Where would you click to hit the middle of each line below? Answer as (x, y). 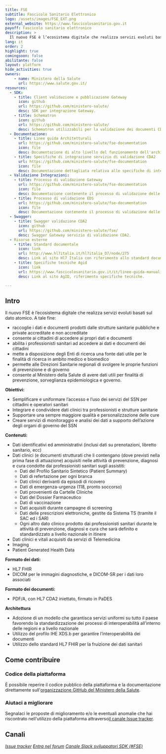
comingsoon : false (24, 56)
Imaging (21, 545)
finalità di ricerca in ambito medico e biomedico (61, 359)
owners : (13, 74)
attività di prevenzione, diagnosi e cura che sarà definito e (79, 529)
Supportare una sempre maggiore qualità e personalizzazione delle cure (86, 415)
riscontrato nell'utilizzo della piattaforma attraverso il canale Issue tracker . (80, 719)
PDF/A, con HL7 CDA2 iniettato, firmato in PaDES (62, 599)
